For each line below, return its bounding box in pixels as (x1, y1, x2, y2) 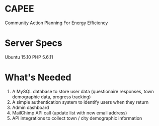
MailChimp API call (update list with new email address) (12, 109, 127, 116)
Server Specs (5, 37, 62, 49)
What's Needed (5, 72, 71, 83)
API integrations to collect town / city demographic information (12, 115, 142, 121)
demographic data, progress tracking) (12, 94, 91, 100)
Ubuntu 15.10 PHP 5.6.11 (5, 54, 53, 60)
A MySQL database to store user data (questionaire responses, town (12, 88, 154, 94)
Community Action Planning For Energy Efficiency (5, 20, 108, 26)
